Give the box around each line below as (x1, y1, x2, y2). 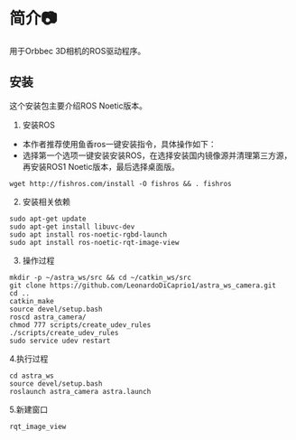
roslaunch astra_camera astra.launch (9, 387, 152, 396)
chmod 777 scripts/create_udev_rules (9, 320, 152, 330)
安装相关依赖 (22, 196, 70, 207)
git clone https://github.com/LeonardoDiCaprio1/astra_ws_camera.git (9, 281, 277, 290)
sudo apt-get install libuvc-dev (9, 222, 135, 231)
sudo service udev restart (9, 336, 111, 345)
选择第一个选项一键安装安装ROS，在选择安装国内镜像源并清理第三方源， (22, 150, 292, 161)
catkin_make (9, 296, 54, 305)
